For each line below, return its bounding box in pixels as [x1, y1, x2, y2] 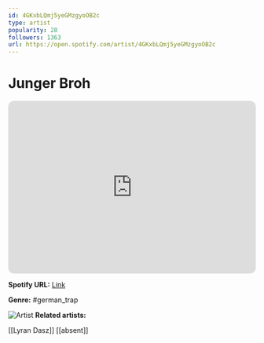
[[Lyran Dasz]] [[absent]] [8, 326, 89, 335]
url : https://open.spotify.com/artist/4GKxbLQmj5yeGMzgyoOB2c [8, 41, 216, 49]
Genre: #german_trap [8, 295, 79, 305]
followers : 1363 [8, 33, 61, 42]
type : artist [8, 19, 51, 27]
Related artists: [35, 311, 86, 320]
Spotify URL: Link [8, 280, 66, 290]
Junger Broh [8, 75, 91, 93]
